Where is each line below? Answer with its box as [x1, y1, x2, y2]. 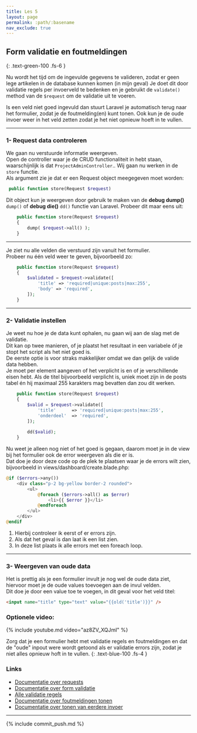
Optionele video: [6, 613, 55, 621]
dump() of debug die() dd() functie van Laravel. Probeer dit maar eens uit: [6, 203, 184, 210]
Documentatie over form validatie [14, 684, 96, 691]
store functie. [6, 168, 39, 175]
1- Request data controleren [6, 136, 87, 144]
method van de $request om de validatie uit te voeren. [6, 92, 137, 100]
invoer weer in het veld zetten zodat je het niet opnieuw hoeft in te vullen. [6, 116, 184, 123]
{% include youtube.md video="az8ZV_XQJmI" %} [6, 626, 128, 634]
